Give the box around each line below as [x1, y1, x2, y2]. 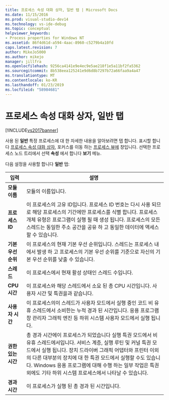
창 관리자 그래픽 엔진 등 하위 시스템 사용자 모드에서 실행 [26, 315, 150, 322]
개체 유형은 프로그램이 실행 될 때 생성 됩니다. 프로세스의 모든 [26, 216, 160, 223]
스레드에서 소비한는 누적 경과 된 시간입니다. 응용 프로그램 [32, 307, 159, 314]
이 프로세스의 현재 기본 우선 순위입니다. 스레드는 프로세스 [26, 241, 153, 248]
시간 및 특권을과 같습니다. [37, 290, 94, 297]
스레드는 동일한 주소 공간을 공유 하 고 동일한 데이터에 [26, 224, 144, 231]
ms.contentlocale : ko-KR [5, 78, 57, 83]
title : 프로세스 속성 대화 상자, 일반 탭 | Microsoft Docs [5, 7, 118, 13]
